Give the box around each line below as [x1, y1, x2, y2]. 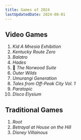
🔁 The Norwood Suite [12, 65, 57, 71]
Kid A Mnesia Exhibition [12, 43, 61, 50]
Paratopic [12, 86, 33, 92]
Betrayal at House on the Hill [12, 124, 72, 130]
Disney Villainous [12, 130, 48, 136]
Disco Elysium [12, 91, 42, 97]
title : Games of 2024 [5, 7, 50, 12]
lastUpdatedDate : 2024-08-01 [5, 12, 66, 17]
